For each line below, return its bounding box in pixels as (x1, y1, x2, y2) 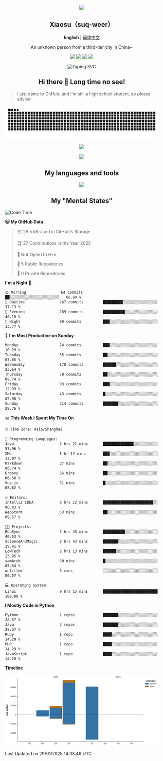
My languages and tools (44, 169, 119, 177)
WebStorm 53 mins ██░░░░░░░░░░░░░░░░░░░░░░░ (5, 510, 158, 515)
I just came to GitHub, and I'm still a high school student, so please (17, 91, 151, 97)
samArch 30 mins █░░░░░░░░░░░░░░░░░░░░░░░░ (5, 559, 158, 563)
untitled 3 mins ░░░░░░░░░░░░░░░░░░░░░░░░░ (5, 568, 158, 573)
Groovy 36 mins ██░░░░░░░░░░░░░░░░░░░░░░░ (5, 471, 158, 476)
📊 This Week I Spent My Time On (5, 415, 74, 421)
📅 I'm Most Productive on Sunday (5, 333, 74, 339)
